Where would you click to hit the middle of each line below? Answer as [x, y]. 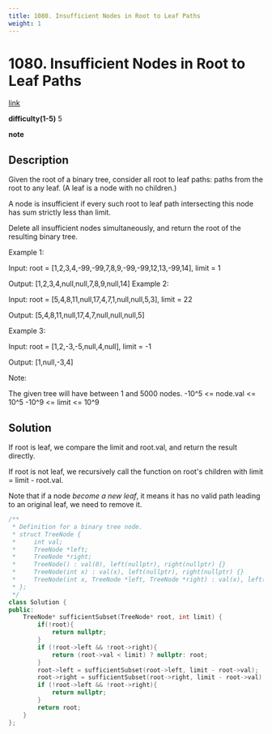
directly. [22, 456]
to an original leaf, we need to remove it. [75, 505]
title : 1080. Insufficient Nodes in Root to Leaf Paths [104, 16]
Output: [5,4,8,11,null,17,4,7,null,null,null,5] [76, 315]
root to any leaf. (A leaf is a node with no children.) [93, 188]
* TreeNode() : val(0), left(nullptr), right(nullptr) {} [119, 565]
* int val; [37, 542]
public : [21, 610]
